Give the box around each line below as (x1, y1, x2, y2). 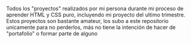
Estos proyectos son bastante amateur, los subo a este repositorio (6, 18, 169, 24)
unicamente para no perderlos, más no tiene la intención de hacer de (6, 24, 176, 31)
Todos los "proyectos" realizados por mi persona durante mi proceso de (6, 5, 184, 12)
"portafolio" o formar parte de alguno (6, 30, 98, 37)
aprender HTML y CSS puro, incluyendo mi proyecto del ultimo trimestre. (6, 11, 186, 18)
